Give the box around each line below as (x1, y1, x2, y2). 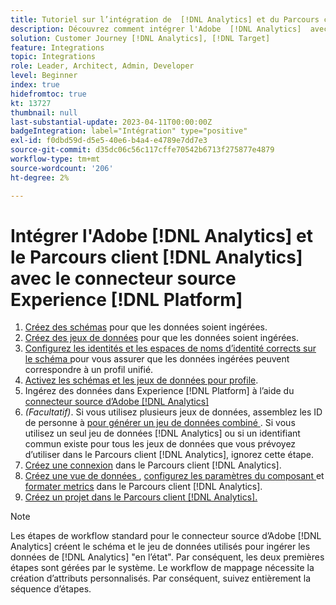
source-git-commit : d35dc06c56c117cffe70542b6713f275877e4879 (10, 145, 275, 155)
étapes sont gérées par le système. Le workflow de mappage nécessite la (10, 562, 315, 574)
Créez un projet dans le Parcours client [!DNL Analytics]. (24, 491, 258, 503)
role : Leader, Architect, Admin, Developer (10, 61, 195, 71)
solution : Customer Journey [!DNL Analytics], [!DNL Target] (10, 33, 271, 43)
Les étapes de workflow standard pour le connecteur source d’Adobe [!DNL (10, 530, 322, 542)
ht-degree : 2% (10, 172, 70, 183)
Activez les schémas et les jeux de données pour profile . (24, 374, 259, 386)
